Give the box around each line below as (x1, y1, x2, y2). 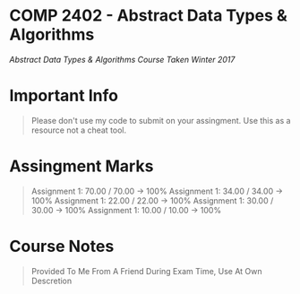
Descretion (30, 275, 73, 286)
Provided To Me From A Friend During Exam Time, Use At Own (30, 265, 262, 276)
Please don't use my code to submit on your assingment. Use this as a (30, 115, 291, 125)
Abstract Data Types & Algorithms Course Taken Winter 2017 (9, 54, 236, 65)
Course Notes (9, 237, 115, 256)
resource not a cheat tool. (30, 125, 127, 135)
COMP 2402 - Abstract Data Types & (9, 5, 288, 26)
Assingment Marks (9, 156, 154, 177)
